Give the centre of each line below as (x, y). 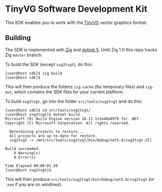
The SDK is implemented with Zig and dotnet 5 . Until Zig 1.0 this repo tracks (81, 49)
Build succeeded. (23, 149)
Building (18, 38)
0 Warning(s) (27, 153)
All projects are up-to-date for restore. (53, 136)
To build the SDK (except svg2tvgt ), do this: (49, 64)
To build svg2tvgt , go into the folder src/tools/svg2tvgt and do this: (74, 101)
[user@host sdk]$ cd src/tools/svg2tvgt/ (48, 110)
